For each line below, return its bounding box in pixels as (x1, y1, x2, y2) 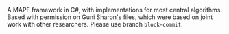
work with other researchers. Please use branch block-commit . (7, 20, 183, 28)
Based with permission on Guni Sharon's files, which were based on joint (7, 13, 213, 21)
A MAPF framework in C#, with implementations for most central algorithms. (7, 6, 223, 14)
